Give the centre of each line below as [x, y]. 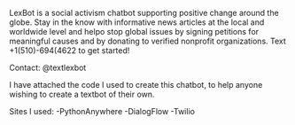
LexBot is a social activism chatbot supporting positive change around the [144, 13]
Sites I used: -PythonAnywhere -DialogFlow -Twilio [102, 111]
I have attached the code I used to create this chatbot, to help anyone [136, 85]
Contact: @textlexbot [48, 67]
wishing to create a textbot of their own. [82, 94]
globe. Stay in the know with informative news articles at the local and [137, 22]
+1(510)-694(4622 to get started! [70, 51]
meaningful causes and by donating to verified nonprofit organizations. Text [147, 41]
